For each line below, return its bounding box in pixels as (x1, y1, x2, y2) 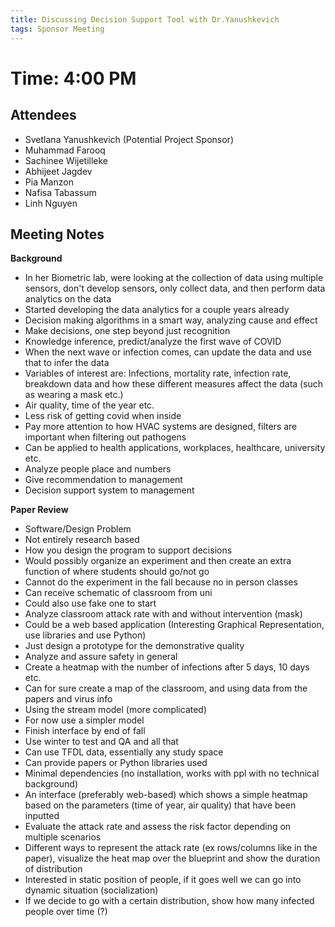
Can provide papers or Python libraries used (24, 757, 208, 769)
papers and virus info (24, 693, 113, 705)
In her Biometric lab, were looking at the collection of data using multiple (24, 272, 324, 284)
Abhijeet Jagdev (24, 165, 93, 177)
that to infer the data (24, 357, 110, 369)
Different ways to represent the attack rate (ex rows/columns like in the (24, 842, 318, 854)
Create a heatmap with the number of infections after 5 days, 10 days (24, 661, 310, 673)
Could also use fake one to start (24, 597, 157, 610)
